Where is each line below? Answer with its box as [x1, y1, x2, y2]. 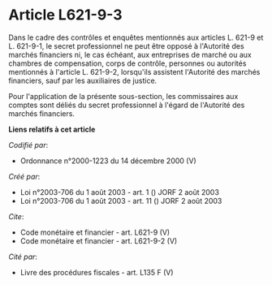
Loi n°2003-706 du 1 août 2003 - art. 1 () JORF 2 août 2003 [19, 187, 219, 196]
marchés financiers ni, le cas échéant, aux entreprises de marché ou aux [8, 50, 252, 59]
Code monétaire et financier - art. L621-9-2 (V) [19, 235, 178, 245]
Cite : [8, 211, 24, 221]
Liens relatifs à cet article [8, 124, 96, 134]
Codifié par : [8, 140, 49, 149]
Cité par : [8, 252, 38, 261]
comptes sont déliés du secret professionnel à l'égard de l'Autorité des [8, 100, 245, 110]
